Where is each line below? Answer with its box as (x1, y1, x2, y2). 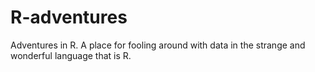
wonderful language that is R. (10, 49, 132, 61)
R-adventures (10, 6, 128, 29)
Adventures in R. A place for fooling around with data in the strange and (10, 39, 306, 51)
